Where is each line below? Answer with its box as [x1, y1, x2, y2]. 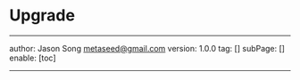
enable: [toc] [9, 52, 56, 63]
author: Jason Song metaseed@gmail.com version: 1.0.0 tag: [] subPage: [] [9, 43, 286, 53]
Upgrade [9, 5, 76, 26]
